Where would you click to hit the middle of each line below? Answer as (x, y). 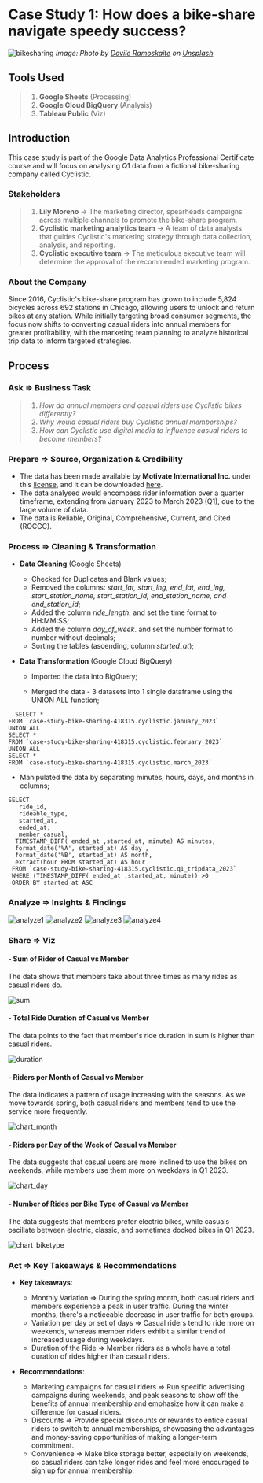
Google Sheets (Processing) (85, 97)
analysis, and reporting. (77, 245)
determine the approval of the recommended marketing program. (144, 261)
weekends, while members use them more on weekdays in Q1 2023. (118, 1170)
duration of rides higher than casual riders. (100, 1356)
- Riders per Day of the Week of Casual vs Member (92, 1145)
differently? (57, 413)
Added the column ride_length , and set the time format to (124, 612)
